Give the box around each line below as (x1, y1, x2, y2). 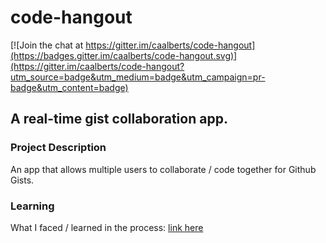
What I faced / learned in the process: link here (10, 221, 204, 233)
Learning (10, 199, 55, 213)
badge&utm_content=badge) (10, 81, 129, 93)
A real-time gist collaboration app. (10, 111, 228, 128)
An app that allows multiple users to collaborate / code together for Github (10, 163, 317, 175)
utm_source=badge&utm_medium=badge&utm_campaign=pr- (10, 71, 266, 83)
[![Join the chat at (10, 39, 84, 51)
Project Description (10, 141, 107, 155)
